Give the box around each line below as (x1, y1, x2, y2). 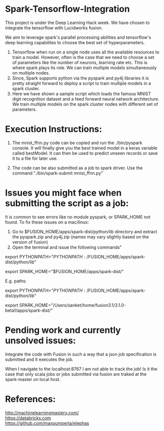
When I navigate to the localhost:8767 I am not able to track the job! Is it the (5, 366, 158, 372)
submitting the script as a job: (5, 198, 129, 209)
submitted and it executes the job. (5, 356, 74, 362)
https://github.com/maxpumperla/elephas (5, 420, 90, 426)
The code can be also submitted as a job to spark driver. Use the (12, 165, 143, 171)
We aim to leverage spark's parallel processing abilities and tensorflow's (5, 34, 151, 40)
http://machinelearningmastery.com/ (5, 409, 79, 415)
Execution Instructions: (5, 124, 102, 135)
